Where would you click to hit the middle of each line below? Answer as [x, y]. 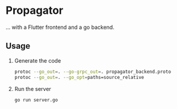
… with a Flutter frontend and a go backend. [60, 27]
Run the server [33, 89]
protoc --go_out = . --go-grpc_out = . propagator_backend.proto [93, 72]
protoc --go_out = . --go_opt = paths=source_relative [79, 77]
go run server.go [36, 100]
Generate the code [38, 60]
